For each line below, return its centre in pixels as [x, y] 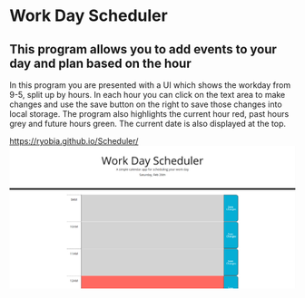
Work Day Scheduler [89, 16]
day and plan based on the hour [101, 63]
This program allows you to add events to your [143, 49]
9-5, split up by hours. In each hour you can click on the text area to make [148, 95]
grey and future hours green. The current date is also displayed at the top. [148, 124]
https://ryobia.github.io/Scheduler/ [74, 141]
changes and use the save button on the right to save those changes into [146, 104]
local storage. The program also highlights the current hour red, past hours [149, 114]
